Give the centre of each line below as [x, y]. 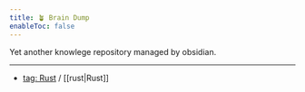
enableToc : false [42, 26]
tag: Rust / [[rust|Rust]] [65, 78]
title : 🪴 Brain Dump [49, 18]
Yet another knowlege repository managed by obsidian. [113, 51]
